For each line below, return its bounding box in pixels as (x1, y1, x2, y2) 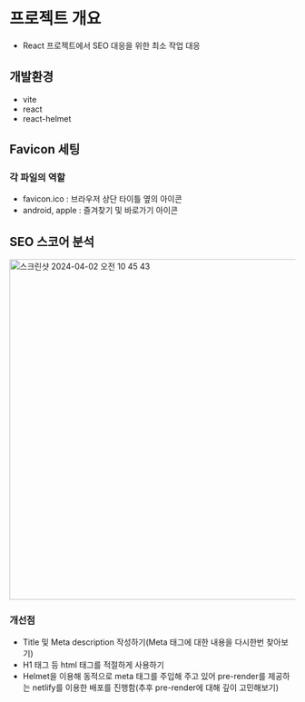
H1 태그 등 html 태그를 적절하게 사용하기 (22, 659, 165, 670)
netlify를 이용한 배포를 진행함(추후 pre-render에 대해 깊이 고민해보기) (32, 682, 280, 693)
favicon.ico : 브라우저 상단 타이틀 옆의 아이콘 (22, 193, 183, 204)
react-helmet (22, 113, 72, 124)
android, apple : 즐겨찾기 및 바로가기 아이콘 (22, 205, 179, 216)
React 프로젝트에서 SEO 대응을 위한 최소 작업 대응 (22, 40, 201, 51)
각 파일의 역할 (9, 172, 66, 184)
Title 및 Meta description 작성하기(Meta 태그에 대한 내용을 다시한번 (22, 637, 265, 648)
